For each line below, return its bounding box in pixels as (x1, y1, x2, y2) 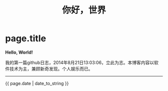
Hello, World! (5, 49, 33, 55)
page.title (5, 33, 46, 44)
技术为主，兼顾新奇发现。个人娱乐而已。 (9, 66, 93, 72)
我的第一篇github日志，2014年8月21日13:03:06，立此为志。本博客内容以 (5, 59, 154, 65)
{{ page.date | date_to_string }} (5, 80, 69, 86)
